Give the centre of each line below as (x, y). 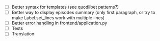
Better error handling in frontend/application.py (59, 23)
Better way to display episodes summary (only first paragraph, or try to (83, 13)
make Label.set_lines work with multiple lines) (58, 18)
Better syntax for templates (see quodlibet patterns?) (65, 7)
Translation (23, 34)
